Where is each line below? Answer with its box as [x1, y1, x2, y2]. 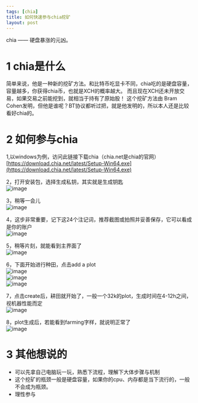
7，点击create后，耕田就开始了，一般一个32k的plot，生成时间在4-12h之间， [6, 292, 192, 300]
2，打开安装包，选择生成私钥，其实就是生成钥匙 [6, 178, 124, 186]
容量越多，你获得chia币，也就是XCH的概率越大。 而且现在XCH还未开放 [6, 87, 180, 95]
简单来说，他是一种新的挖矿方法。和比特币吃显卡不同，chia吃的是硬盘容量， [6, 80, 193, 87]
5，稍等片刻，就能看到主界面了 [6, 242, 82, 249]
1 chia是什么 [6, 60, 66, 73]
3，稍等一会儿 [6, 197, 41, 204]
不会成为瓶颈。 [14, 383, 51, 391]
